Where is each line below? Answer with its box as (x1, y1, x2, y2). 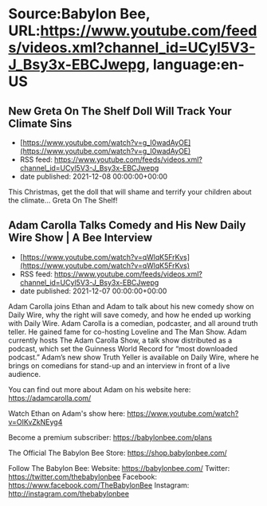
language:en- (152, 56, 245, 74)
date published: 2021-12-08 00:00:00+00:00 (19, 172, 168, 181)
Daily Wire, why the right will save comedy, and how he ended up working (8, 310, 251, 320)
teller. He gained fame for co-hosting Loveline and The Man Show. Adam (8, 327, 247, 336)
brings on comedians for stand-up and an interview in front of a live (8, 360, 230, 371)
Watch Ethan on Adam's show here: (8, 408, 126, 418)
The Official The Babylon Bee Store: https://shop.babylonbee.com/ (8, 448, 227, 457)
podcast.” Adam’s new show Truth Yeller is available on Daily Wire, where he (8, 352, 259, 362)
